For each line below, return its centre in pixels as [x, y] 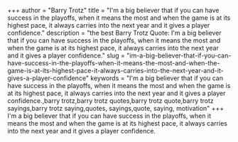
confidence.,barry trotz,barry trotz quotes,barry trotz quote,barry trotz [111, 101]
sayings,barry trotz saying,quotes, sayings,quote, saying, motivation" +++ [116, 108]
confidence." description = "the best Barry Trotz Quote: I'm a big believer [114, 33]
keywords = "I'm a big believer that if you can [157, 78]
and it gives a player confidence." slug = [66, 55]
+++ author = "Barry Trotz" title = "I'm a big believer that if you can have [113, 10]
